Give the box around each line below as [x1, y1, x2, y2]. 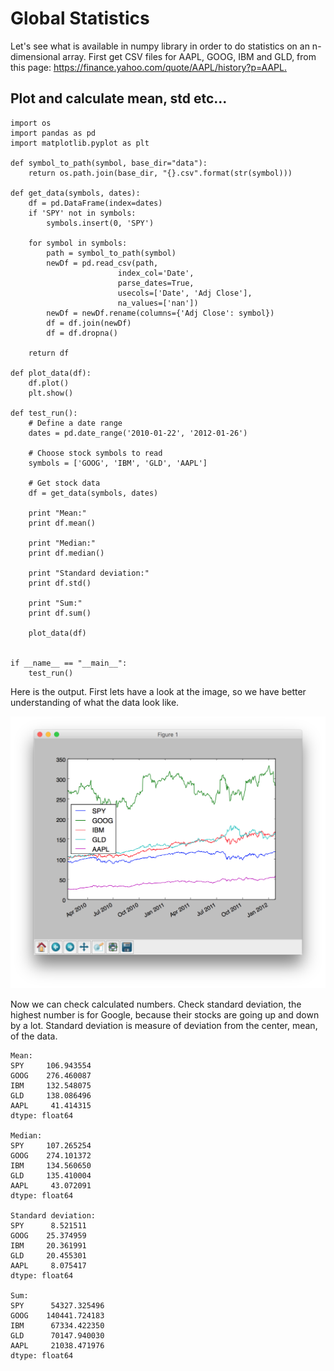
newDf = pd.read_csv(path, [46, 258, 159, 268]
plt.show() [28, 388, 74, 398]
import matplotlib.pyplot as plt [10, 138, 150, 148]
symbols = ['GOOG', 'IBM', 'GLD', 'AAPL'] [28, 458, 208, 468]
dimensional [10, 50, 61, 62]
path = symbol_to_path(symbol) [46, 248, 177, 258]
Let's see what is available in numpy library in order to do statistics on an [10, 40, 310, 52]
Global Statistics [10, 7, 150, 30]
